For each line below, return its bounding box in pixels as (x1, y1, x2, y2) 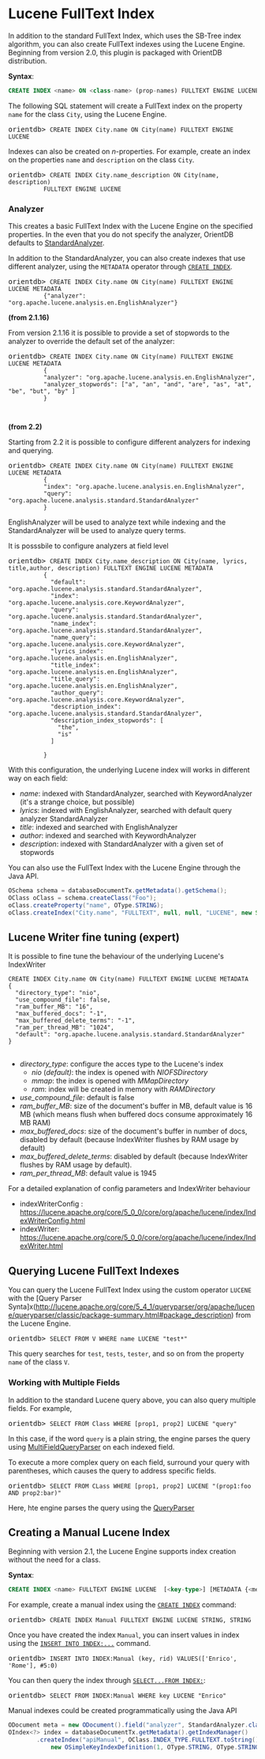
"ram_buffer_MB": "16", (15, 1003, 93, 1011)
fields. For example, (8, 1403, 73, 1413)
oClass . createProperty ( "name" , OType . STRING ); (8, 901, 164, 910)
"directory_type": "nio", (15, 989, 101, 997)
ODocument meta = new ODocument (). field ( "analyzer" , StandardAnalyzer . (8, 1721, 248, 1729)
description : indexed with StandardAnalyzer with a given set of (19, 839, 224, 849)
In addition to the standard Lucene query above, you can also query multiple (8, 1395, 256, 1405)
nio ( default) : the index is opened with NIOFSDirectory (31, 1068, 208, 1077)
